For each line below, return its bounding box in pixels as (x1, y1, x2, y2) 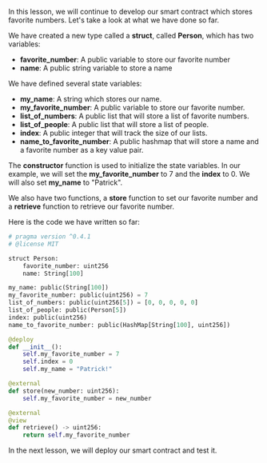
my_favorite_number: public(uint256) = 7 (8, 291, 149, 299)
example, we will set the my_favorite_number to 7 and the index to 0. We (8, 170, 250, 178)
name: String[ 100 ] (22, 269, 84, 277)
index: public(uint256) (8, 313, 88, 321)
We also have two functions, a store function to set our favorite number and (8, 194, 258, 202)
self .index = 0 (22, 357, 74, 366)
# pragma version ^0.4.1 (8, 233, 91, 241)
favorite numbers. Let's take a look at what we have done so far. (8, 15, 220, 25)
